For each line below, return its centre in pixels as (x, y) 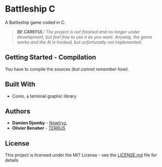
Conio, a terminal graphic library (44, 96)
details (12, 160)
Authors (18, 111)
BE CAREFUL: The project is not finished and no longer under (78, 32)
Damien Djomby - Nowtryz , (40, 123)
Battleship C (30, 9)
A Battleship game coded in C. (35, 22)
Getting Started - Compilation (50, 58)
